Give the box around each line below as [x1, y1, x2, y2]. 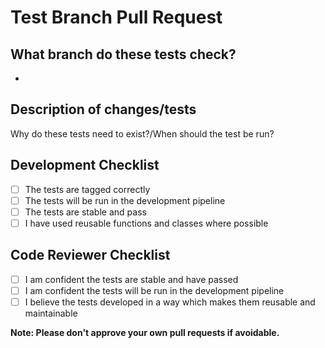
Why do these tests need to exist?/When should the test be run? [10, 127, 275, 140]
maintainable [24, 307, 78, 319]
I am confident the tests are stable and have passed [24, 273, 239, 285]
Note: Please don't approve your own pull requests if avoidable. [10, 326, 280, 338]
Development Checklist [10, 157, 160, 174]
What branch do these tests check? [10, 46, 237, 63]
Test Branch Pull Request [10, 6, 223, 29]
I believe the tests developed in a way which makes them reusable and [24, 296, 316, 308]
